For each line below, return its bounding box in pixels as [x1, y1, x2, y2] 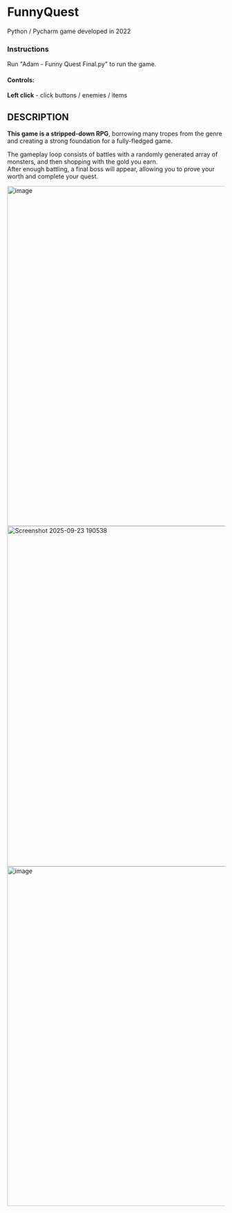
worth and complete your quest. [7, 172, 99, 180]
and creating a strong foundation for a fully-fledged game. [7, 137, 173, 145]
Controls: [7, 75, 35, 84]
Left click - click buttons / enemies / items [7, 91, 128, 100]
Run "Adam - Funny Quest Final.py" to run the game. [7, 60, 157, 68]
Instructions [7, 44, 50, 54]
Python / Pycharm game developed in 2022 [7, 27, 131, 35]
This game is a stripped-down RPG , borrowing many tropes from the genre [7, 129, 222, 138]
